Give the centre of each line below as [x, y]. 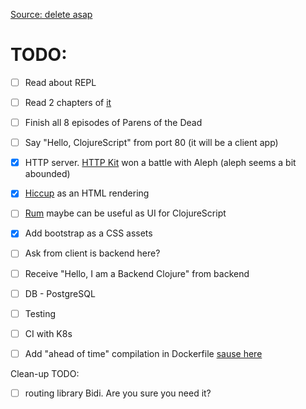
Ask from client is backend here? [92, 253]
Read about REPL [60, 82]
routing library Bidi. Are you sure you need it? [118, 393]
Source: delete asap [51, 14]
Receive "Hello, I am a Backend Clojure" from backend [137, 273]
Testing [40, 313]
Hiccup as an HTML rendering [87, 193]
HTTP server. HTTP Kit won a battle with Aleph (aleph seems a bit [160, 163]
